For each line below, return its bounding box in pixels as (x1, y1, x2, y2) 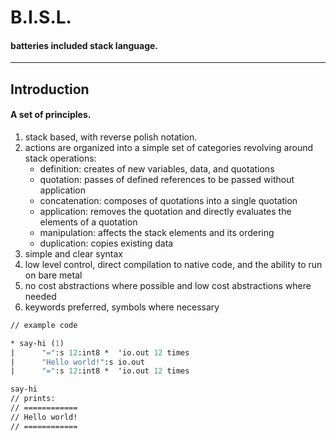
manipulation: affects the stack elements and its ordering (39, 226, 275, 238)
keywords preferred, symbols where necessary (24, 301, 220, 313)
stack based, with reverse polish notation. (24, 131, 198, 143)
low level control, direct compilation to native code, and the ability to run (24, 258, 323, 270)
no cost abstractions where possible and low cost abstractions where (24, 279, 312, 291)
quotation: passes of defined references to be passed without (39, 173, 295, 185)
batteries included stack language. (10, 39, 159, 51)
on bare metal (24, 269, 83, 281)
